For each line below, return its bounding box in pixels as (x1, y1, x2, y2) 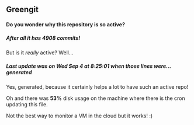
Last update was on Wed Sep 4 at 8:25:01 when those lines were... (6, 62, 171, 70)
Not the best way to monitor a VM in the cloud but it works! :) (6, 112, 153, 119)
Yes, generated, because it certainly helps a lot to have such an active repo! (6, 83, 189, 90)
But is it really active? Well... (6, 49, 74, 56)
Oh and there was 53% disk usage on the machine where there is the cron (6, 95, 185, 102)
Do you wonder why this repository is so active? (6, 20, 126, 28)
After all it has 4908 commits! (6, 34, 81, 41)
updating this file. (6, 100, 48, 107)
